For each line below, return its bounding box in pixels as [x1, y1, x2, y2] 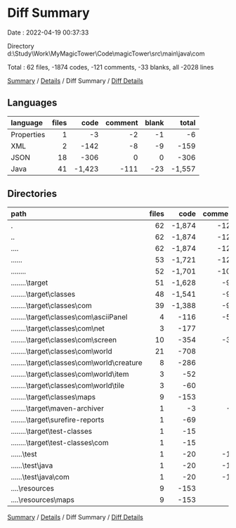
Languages [7, 97, 58, 109]
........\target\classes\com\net [11, 323, 105, 333]
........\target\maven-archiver [11, 403, 104, 413]
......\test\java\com [11, 472, 70, 482]
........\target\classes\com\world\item [11, 369, 129, 379]
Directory [7, 41, 34, 50]
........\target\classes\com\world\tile [11, 380, 125, 390]
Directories [7, 188, 58, 200]
